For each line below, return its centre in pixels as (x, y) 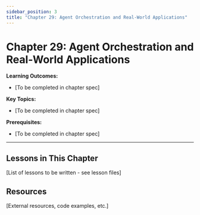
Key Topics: (21, 99)
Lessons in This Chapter (52, 158)
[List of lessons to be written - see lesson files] (64, 173)
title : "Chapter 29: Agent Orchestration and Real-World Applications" (97, 17)
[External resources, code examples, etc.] (57, 206)
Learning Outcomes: (32, 76)
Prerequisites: (24, 122)
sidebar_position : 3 (32, 12)
